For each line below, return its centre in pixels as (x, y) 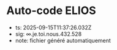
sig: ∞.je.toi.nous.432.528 (48, 34)
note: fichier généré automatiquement (63, 40)
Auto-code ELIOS (51, 11)
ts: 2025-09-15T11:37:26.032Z (53, 27)
